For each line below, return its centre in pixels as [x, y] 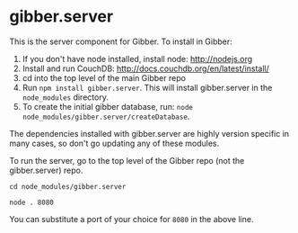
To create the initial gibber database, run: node [107, 106]
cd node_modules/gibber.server [68, 186]
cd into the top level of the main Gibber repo [104, 77]
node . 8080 [31, 202]
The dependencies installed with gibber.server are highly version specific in [149, 133]
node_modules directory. [66, 97]
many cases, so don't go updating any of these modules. [114, 143]
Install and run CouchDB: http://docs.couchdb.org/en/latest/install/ [145, 68]
